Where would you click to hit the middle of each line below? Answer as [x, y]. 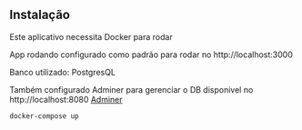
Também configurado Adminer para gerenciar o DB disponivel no [131, 89]
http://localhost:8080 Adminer [66, 99]
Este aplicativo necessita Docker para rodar [91, 36]
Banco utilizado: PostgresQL [63, 72]
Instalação [40, 15]
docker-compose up [44, 116]
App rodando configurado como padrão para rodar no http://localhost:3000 [151, 55]
